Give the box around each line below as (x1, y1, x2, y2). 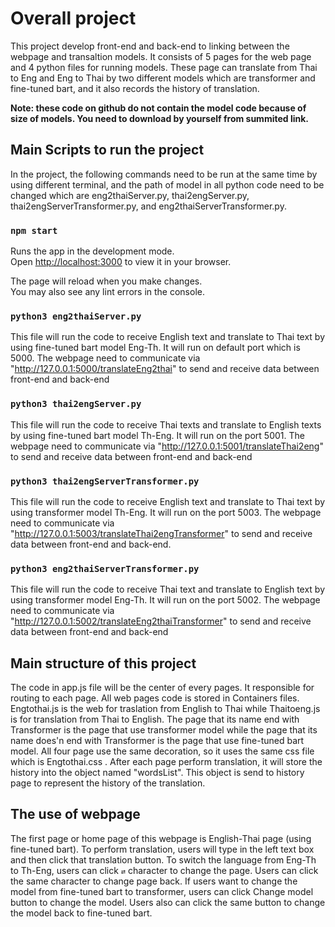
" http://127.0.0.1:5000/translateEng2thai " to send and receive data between (10, 363, 320, 375)
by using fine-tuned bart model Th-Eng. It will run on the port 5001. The (10, 429, 305, 441)
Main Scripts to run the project (10, 142, 205, 159)
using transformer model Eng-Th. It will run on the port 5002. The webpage (10, 594, 321, 606)
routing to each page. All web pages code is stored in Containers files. (10, 692, 300, 704)
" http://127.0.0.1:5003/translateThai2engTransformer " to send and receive (10, 527, 313, 539)
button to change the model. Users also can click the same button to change (10, 896, 326, 908)
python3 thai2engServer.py (10, 398, 142, 410)
